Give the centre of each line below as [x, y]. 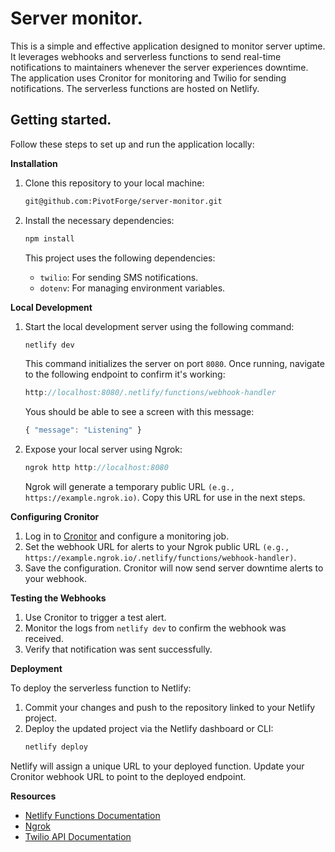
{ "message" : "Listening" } [83, 430]
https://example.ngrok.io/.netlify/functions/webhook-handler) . [160, 557]
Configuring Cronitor [55, 516]
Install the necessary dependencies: [99, 220]
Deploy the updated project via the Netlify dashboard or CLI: [149, 728]
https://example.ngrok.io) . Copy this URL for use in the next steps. [165, 497]
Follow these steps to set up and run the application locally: [132, 144]
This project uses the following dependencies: [120, 258]
